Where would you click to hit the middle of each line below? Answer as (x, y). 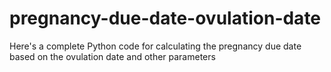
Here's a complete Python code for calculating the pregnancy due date (155, 46)
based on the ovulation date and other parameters (112, 56)
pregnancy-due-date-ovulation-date (165, 18)
